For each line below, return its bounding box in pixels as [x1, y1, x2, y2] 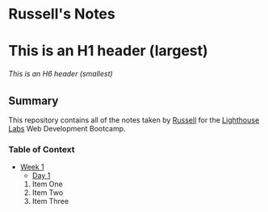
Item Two [31, 188, 64, 197]
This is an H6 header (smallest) [8, 69, 113, 78]
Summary [8, 94, 59, 107]
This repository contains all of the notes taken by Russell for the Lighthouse [8, 115, 260, 125]
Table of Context [8, 143, 75, 155]
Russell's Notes [8, 5, 115, 23]
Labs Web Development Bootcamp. [8, 124, 127, 133]
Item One [31, 179, 63, 189]
